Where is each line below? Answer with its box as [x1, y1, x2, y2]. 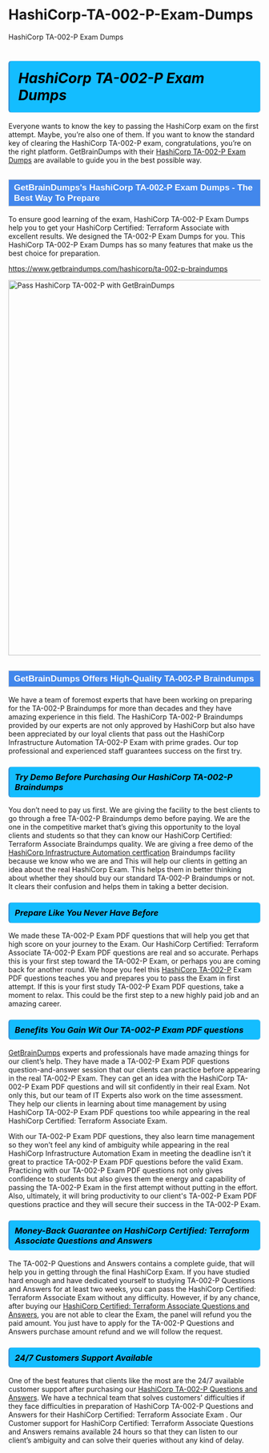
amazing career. [8, 999, 62, 1008]
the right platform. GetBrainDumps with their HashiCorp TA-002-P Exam [8, 147, 247, 157]
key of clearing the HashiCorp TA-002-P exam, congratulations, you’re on [8, 139, 252, 148]
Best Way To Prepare [14, 192, 100, 203]
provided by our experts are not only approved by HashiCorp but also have [8, 721, 255, 731]
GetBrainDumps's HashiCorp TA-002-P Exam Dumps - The [14, 182, 254, 193]
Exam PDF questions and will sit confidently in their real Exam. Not [30, 1081, 251, 1091]
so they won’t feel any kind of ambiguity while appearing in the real [8, 1140, 230, 1149]
